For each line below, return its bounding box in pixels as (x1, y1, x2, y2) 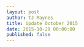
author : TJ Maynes (6, 15, 53, 21)
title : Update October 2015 (6, 20, 78, 26)
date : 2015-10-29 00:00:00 (6, 26, 75, 32)
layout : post (6, 9, 40, 15)
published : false (6, 32, 51, 38)
